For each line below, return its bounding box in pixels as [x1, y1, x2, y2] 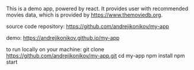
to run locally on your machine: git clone [6, 46, 104, 53]
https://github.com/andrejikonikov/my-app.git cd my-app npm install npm [6, 52, 185, 59]
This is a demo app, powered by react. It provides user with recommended [6, 5, 189, 12]
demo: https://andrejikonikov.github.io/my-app [6, 34, 120, 41]
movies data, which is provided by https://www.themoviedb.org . [6, 11, 163, 18]
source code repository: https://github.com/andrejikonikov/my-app [6, 23, 169, 30]
